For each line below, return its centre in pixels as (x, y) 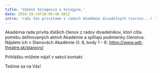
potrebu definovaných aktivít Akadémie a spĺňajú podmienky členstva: (75, 37)
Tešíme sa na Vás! (23, 66)
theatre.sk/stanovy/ (24, 48)
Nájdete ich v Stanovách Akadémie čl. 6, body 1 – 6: (57, 43)
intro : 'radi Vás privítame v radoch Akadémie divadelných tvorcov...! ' (81, 18)
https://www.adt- (126, 43)
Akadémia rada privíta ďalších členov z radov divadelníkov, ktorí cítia (73, 32)
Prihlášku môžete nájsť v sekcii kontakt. (44, 57)
